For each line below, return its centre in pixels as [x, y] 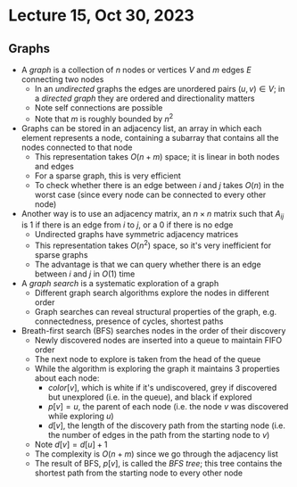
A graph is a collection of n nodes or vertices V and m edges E [136, 70]
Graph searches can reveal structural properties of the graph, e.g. [156, 312]
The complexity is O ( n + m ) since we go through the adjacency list [156, 454]
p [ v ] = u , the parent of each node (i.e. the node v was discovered [168, 407]
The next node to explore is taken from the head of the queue [148, 359]
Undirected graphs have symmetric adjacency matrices [136, 235]
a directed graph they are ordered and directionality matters [144, 98]
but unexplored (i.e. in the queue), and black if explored [150, 397]
